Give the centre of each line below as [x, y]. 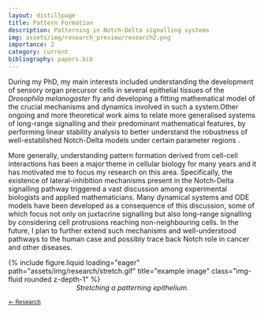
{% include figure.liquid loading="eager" [74, 262]
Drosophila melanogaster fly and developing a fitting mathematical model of [132, 98]
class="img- [232, 271]
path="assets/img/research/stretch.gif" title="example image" [109, 271]
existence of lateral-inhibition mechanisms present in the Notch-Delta [121, 180]
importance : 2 [32, 45]
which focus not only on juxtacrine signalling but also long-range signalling [130, 214]
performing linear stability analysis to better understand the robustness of [128, 131]
